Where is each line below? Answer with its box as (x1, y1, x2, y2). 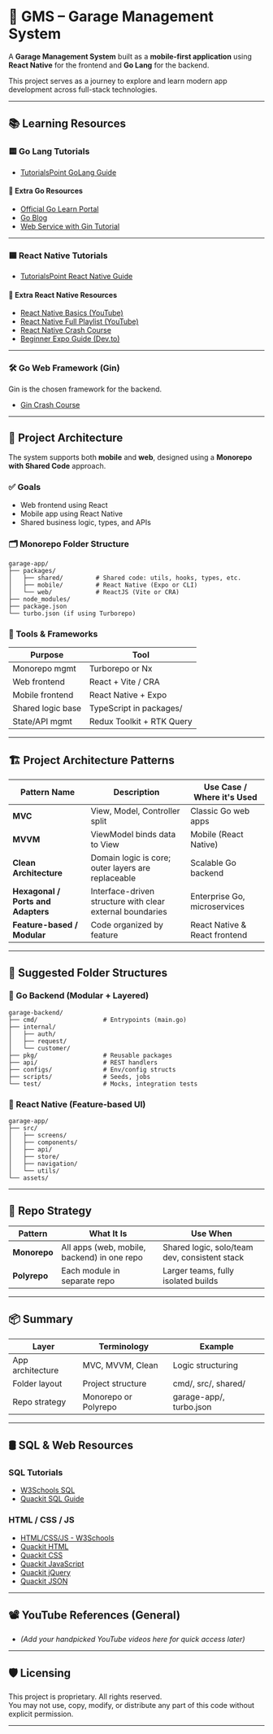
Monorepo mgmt (12, 663, 76, 675)
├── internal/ (8, 1023, 57, 1031)
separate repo (61, 1275, 115, 1286)
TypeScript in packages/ (89, 703, 183, 714)
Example (199, 1340, 234, 1352)
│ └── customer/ (8, 1044, 71, 1052)
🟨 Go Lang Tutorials (8, 146, 90, 157)
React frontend (190, 929, 248, 941)
